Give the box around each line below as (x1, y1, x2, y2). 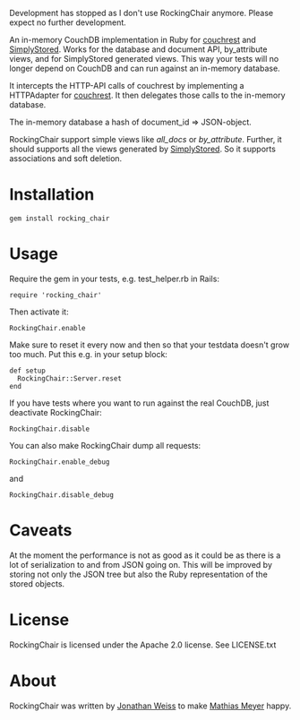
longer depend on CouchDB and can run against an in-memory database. (9, 63, 280, 73)
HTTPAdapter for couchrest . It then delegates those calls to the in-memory (9, 90, 286, 100)
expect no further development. (9, 17, 127, 28)
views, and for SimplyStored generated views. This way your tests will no (9, 54, 279, 64)
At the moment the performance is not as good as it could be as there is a (9, 550, 281, 561)
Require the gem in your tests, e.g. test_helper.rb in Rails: (9, 273, 219, 284)
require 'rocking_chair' (9, 290, 102, 299)
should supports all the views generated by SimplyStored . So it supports (9, 143, 276, 154)
